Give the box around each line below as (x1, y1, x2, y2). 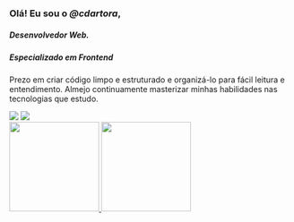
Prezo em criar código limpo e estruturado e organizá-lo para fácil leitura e (9, 74, 285, 85)
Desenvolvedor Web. (9, 30, 90, 40)
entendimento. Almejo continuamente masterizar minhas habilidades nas (9, 84, 278, 95)
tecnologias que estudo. (9, 93, 99, 105)
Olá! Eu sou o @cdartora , (9, 7, 121, 20)
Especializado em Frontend (9, 52, 114, 63)
